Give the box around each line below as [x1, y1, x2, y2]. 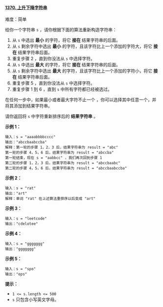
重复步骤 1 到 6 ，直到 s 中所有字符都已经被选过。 [12, 86, 112, 92]
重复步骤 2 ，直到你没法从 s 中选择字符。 [12, 56, 95, 61]
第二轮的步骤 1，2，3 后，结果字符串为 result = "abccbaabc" [5, 161, 121, 166]
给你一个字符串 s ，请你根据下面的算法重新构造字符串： [5, 27, 117, 33]
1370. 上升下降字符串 [5, 4, 47, 10]
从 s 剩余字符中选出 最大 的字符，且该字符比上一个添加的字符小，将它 [12, 68, 153, 74]
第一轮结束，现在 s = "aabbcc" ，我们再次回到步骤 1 [5, 155, 102, 161]
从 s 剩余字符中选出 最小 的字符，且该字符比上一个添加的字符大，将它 [12, 43, 153, 49]
